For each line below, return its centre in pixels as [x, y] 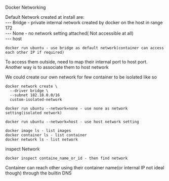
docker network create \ [31, 86]
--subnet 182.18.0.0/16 [35, 95]
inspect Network [23, 149]
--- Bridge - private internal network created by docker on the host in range [84, 23]
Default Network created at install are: [45, 17]
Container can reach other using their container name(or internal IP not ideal [85, 168]
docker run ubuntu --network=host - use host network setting [72, 122]
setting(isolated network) [34, 113]
